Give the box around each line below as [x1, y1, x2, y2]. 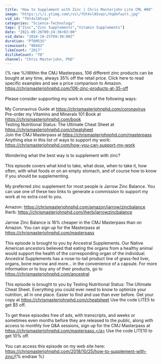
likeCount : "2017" [5, 48, 42, 52]
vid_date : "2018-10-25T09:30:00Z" [5, 34, 75, 39]
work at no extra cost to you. [5, 194, 63, 199]
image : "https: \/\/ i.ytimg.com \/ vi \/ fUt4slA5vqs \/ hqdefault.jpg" [5, 12, 140, 17]
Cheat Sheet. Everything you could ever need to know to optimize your [5, 287, 146, 293]
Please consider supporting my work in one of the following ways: [5, 96, 137, 102]
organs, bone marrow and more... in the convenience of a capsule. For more [5, 261, 157, 267]
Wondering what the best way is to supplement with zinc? [5, 152, 120, 158]
